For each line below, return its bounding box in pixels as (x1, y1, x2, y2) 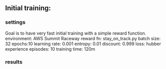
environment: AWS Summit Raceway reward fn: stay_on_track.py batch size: (5, 35, 161, 41)
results (5, 58, 23, 65)
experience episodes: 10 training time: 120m (5, 46, 95, 52)
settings (5, 19, 26, 26)
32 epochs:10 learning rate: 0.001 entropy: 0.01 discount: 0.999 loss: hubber (5, 41, 162, 47)
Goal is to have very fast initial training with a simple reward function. (5, 30, 147, 36)
